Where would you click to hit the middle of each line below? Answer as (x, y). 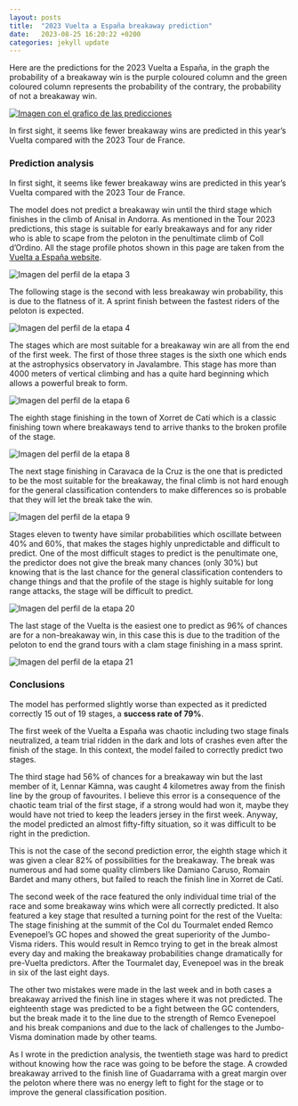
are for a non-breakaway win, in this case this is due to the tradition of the (145, 635)
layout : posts (36, 17)
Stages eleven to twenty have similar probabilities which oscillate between (145, 534)
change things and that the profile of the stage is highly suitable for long (141, 582)
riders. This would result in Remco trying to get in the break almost (156, 944)
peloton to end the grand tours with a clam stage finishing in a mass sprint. (146, 644)
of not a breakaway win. (53, 96)
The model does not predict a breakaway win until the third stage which (141, 210)
